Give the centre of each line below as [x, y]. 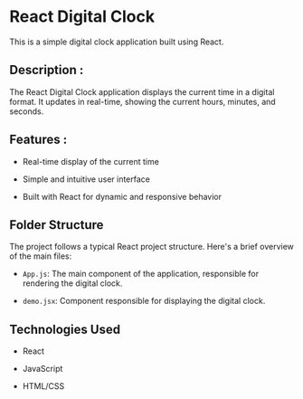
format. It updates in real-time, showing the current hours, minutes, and [142, 101]
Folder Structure [57, 225]
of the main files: [41, 256]
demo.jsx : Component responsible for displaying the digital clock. [144, 301]
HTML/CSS [43, 386]
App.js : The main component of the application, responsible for [141, 274]
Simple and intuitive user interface [86, 179]
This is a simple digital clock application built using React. [117, 42]
